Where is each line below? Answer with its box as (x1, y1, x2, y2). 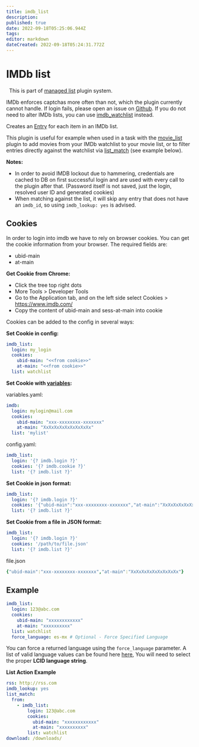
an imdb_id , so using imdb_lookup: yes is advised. (14, 201, 136, 208)
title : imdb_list (6, 8, 49, 15)
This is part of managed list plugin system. (8, 87, 113, 94)
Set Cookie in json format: (6, 479, 72, 487)
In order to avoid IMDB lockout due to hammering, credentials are (14, 170, 175, 177)
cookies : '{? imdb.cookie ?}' (11, 463, 86, 469)
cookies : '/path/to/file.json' (11, 541, 89, 547)
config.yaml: (6, 441, 37, 448)
